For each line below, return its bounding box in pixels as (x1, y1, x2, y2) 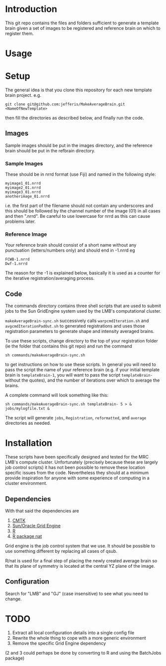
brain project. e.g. (5, 92, 42, 98)
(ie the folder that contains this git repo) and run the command (5, 343, 132, 349)
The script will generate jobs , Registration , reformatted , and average (5, 415, 147, 421)
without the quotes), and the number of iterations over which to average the (5, 377, 160, 383)
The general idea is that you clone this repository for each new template (5, 87, 152, 93)
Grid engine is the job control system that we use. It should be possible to (5, 543, 155, 549)
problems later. (5, 218, 36, 224)
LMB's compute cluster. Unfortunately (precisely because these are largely (5, 459, 158, 465)
